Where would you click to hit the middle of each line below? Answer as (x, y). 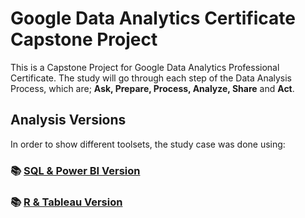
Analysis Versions (68, 120)
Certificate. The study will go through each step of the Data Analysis (151, 78)
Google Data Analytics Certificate (153, 18)
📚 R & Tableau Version (66, 202)
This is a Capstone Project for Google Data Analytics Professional (145, 67)
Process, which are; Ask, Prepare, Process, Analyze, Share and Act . (152, 88)
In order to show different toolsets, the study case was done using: (148, 144)
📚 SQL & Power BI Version (75, 170)
